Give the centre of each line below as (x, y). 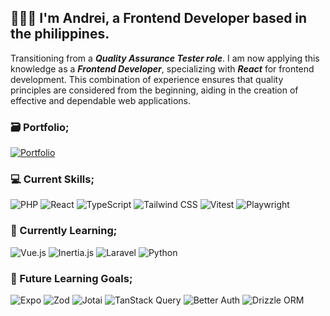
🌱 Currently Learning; (64, 231)
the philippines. (60, 34)
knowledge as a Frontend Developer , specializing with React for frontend (162, 68)
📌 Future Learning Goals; (71, 278)
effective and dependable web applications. (100, 100)
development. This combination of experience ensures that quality (147, 79)
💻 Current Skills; (52, 179)
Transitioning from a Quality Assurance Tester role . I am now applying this (165, 58)
